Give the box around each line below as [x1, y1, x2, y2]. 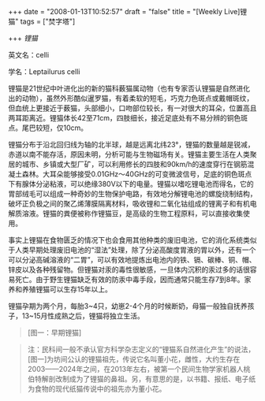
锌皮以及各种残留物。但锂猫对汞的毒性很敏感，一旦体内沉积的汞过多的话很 [8, 265, 250, 274]
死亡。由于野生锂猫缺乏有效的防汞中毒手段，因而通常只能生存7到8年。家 [14, 275, 252, 284]
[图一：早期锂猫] [27, 328, 82, 337]
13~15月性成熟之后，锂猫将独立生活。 [21, 311, 144, 321]
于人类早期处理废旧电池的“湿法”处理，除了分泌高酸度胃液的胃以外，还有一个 [8, 245, 256, 254]
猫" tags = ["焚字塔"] [8, 17, 76, 26]
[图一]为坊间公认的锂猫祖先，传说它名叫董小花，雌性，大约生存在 [27, 355, 241, 364]
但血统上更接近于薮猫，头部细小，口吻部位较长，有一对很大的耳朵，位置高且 [8, 103, 257, 113]
